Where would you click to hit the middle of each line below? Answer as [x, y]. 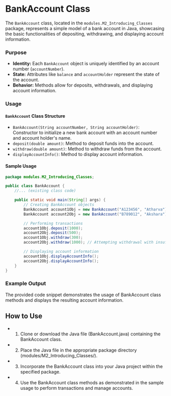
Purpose [16, 52]
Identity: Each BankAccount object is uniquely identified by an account [86, 64]
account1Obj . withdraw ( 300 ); [53, 237]
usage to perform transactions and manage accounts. [77, 388]
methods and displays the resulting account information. [64, 300]
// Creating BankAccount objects [59, 205]
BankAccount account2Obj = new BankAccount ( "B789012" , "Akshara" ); [96, 214]
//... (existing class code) [45, 191]
